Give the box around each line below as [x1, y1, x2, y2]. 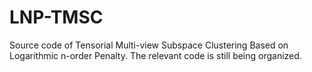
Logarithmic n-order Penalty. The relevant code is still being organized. [9, 49, 302, 61]
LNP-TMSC [9, 6, 104, 29]
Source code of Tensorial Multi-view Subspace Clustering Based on [9, 39, 289, 51]
